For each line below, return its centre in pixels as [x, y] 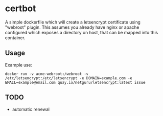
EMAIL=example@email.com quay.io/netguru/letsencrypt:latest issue [75, 82]
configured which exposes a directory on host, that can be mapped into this [81, 32]
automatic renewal [31, 109]
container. [15, 38]
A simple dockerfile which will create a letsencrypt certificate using [73, 22]
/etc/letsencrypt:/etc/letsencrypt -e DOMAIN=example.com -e [69, 78]
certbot [21, 9]
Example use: [19, 65]
